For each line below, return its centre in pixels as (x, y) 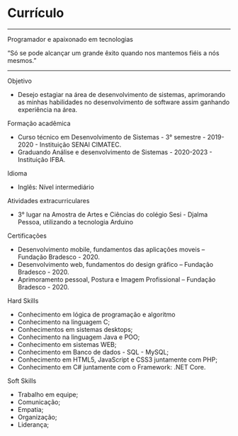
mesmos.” (22, 60)
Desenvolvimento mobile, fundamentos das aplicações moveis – (111, 249)
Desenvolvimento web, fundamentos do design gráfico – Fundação (115, 264)
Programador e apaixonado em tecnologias (70, 39)
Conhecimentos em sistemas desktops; (75, 329)
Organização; (37, 417)
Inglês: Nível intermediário (56, 187)
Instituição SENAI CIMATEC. (80, 144)
